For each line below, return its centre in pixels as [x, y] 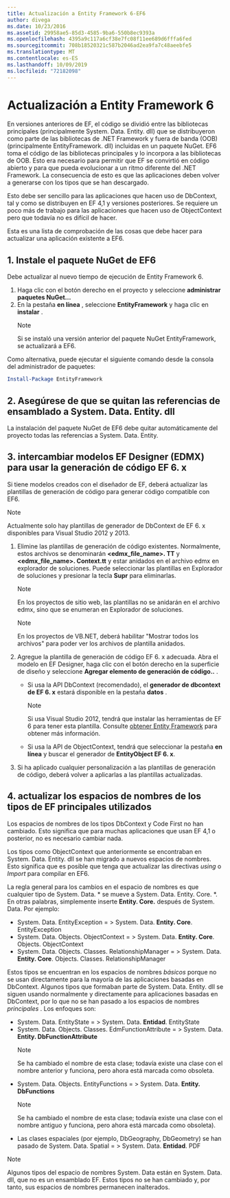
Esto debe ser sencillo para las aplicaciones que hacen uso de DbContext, [112, 196]
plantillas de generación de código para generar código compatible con [108, 491]
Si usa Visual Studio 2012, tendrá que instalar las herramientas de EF [124, 718]
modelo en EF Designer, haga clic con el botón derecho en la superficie [118, 664]
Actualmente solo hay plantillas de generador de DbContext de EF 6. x [106, 525]
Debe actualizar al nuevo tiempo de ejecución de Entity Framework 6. [105, 277]
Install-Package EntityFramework [55, 379]
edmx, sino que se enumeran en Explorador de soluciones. [100, 609]
